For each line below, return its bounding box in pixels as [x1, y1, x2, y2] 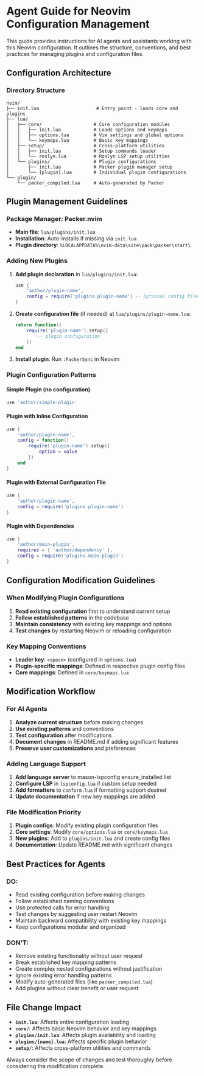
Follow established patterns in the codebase [15, 613, 129, 621]
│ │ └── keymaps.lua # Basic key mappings [6, 137, 149, 144]
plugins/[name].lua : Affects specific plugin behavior [15, 1038, 147, 1045]
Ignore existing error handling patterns [15, 972, 112, 979]
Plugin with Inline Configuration [6, 413, 88, 420]
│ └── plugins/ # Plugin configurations [6, 158, 157, 165]
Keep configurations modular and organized [15, 923, 126, 931]
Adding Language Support [6, 760, 86, 768]
